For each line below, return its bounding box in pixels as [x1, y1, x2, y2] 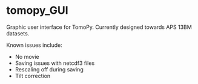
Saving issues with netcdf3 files [15, 59, 95, 67]
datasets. [6, 29, 30, 37]
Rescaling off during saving [15, 65, 84, 73]
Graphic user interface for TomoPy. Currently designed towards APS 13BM [6, 23, 192, 31]
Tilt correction [15, 72, 51, 79]
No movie [15, 53, 39, 60]
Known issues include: [6, 41, 62, 49]
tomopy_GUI [6, 4, 68, 17]
